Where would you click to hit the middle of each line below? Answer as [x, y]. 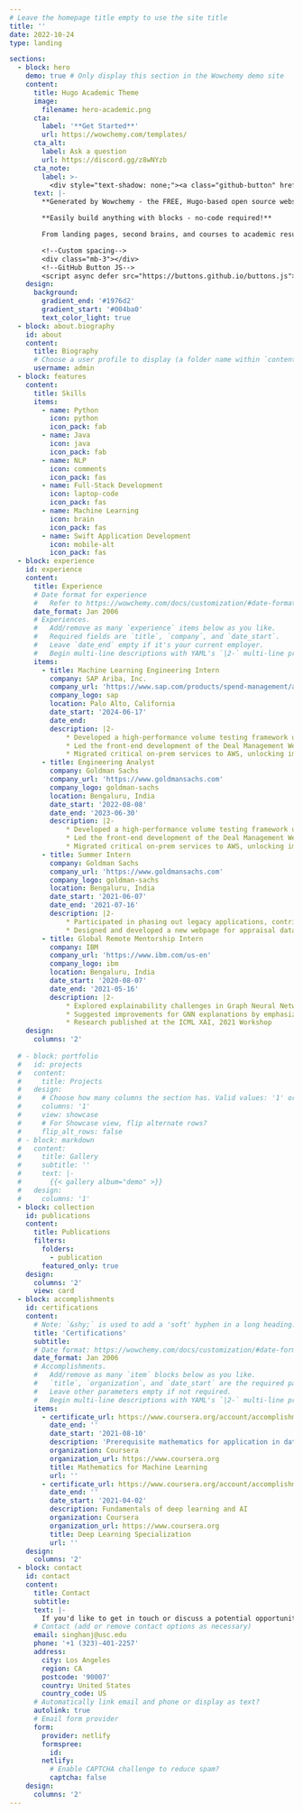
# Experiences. [62, 620]
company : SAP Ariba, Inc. [98, 679]
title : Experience [68, 586]
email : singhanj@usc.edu [80, 1635]
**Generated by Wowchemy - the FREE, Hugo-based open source [159, 202]
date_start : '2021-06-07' [98, 897]
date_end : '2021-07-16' [94, 905]
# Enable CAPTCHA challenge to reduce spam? [134, 1770]
